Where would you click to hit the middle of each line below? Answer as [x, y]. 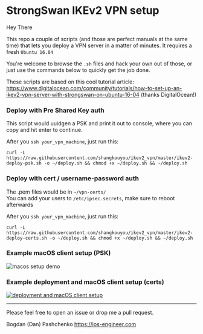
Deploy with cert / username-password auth [72, 178]
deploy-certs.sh [27, 238]
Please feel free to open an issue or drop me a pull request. [80, 313]
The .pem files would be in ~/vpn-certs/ [56, 192]
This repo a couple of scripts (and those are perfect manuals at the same [97, 39]
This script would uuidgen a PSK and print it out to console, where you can [99, 123]
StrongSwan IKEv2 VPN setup [83, 11]
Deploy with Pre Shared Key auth [55, 110]
